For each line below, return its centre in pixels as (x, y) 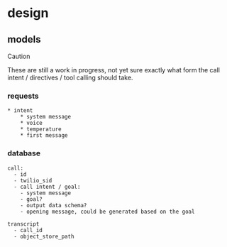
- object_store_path (44, 236)
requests (23, 96)
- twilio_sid (33, 180)
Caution (19, 56)
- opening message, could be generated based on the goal (107, 212)
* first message (44, 136)
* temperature (41, 129)
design (28, 13)
